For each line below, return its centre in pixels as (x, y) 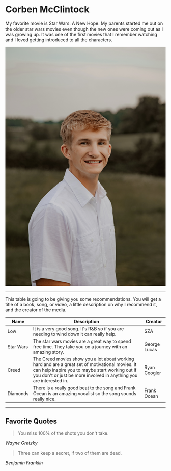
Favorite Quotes (31, 421)
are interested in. (51, 381)
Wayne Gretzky (22, 443)
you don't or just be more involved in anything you (85, 375)
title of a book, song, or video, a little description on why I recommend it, (81, 305)
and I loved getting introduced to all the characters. (59, 40)
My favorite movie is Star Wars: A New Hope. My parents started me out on (84, 23)
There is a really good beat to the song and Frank (84, 388)
